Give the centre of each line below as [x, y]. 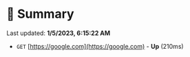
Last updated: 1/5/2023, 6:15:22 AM [59, 33]
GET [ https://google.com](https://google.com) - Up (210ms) [100, 46]
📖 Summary [40, 14]
